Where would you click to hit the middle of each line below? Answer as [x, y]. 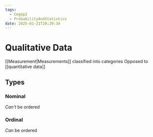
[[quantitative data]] [25, 67]
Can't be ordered [23, 107]
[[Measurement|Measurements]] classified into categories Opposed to [77, 62]
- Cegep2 [18, 14]
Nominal [15, 96]
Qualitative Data [39, 48]
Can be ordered [21, 131]
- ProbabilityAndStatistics [38, 19]
